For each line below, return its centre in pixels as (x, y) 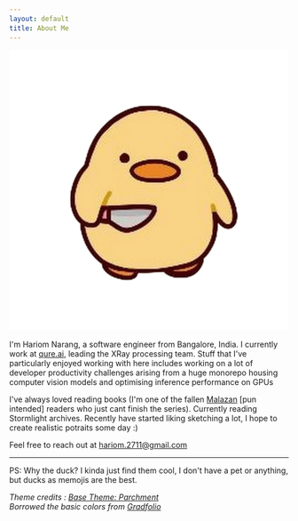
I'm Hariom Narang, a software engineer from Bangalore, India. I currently (144, 344)
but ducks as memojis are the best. (73, 479)
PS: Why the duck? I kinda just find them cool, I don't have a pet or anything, (149, 470)
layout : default (39, 19)
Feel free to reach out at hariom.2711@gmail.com (98, 445)
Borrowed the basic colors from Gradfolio (85, 506)
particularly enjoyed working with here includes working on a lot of (131, 363)
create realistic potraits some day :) (74, 428)
